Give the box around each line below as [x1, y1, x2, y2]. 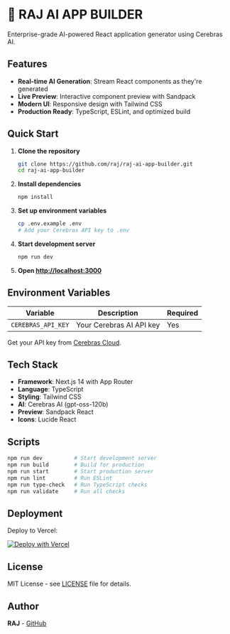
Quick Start [7, 128, 59, 140]
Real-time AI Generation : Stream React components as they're [17, 77, 202, 85]
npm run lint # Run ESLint [7, 474, 113, 482]
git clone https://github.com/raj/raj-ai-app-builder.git [17, 160, 193, 168]
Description [98, 308, 138, 318]
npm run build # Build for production [7, 461, 144, 468]
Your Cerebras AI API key [75, 320, 160, 330]
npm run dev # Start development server [7, 455, 158, 462]
